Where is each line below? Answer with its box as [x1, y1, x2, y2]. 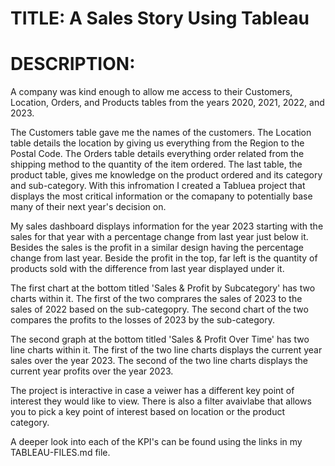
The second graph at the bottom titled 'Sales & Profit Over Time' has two [10, 333, 310, 346]
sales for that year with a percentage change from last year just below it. [10, 231, 309, 243]
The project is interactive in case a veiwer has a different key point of [10, 385, 295, 397]
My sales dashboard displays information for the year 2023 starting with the [10, 220, 324, 232]
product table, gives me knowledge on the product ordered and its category [10, 169, 323, 181]
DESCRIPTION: [10, 53, 136, 76]
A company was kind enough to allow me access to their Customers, [10, 86, 293, 98]
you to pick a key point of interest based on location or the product [10, 406, 286, 418]
